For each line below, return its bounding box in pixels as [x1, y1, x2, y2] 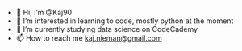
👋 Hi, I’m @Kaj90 [15, 8, 73, 17]
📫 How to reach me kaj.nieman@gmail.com [15, 33, 163, 43]
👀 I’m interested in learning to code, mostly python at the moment [15, 16, 234, 25]
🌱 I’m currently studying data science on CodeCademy [15, 25, 198, 33]
